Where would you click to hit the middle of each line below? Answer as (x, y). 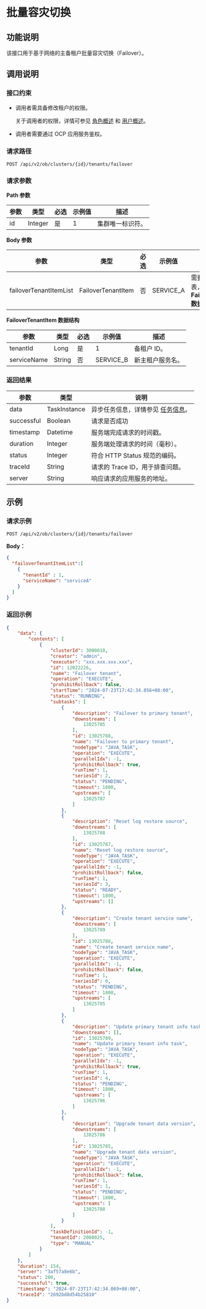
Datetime (60, 432)
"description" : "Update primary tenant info (130, 1027)
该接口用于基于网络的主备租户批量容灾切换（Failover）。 (77, 53)
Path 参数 (18, 195)
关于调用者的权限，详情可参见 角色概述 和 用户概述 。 (82, 121)
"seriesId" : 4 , (92, 1078)
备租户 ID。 (150, 349)
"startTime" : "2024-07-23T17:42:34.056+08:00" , (112, 690)
